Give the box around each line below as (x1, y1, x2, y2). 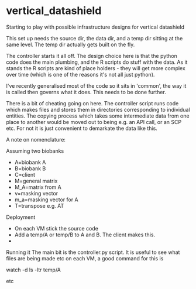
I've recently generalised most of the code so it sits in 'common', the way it (6, 82, 187, 89)
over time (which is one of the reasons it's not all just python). (6, 71, 155, 78)
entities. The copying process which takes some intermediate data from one (6, 112, 190, 119)
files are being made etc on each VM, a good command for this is (6, 254, 164, 262)
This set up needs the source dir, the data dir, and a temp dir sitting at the (6, 35, 183, 42)
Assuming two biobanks (6, 147, 64, 154)
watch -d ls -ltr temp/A (6, 266, 61, 273)
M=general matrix (14, 177, 58, 184)
